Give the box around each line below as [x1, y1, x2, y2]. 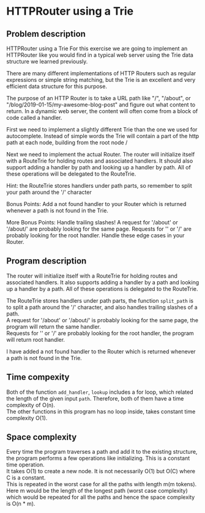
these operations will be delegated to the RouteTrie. [6, 170, 136, 177]
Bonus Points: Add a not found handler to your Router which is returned [6, 201, 187, 207]
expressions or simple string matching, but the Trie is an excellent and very [6, 76, 196, 83]
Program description [6, 256, 87, 267]
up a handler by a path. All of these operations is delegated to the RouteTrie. [6, 285, 198, 292]
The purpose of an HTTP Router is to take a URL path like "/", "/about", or [6, 95, 191, 101]
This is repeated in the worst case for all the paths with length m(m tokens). [6, 481, 197, 488]
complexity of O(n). [6, 401, 55, 408]
